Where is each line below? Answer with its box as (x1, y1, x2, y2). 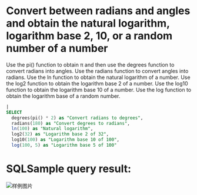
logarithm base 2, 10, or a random (6, 29, 173, 42)
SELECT (6, 109, 22, 115)
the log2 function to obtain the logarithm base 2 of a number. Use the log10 (6, 80, 188, 87)
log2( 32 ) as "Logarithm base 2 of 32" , (11, 131, 109, 137)
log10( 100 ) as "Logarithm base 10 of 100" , (11, 137, 119, 143)
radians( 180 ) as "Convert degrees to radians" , (11, 120, 131, 126)
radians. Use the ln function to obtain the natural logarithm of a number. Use (6, 74, 191, 81)
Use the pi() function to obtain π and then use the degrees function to (6, 61, 175, 68)
